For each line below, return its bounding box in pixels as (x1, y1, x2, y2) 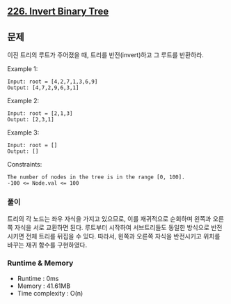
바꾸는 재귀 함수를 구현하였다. (7, 241, 88, 249)
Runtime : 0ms (17, 274, 59, 282)
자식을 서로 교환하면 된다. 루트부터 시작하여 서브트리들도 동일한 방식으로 (14, 223, 210, 231)
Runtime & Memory (7, 258, 74, 268)
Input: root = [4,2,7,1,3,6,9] (7, 78, 98, 86)
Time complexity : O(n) (17, 289, 83, 297)
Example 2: (7, 97, 40, 105)
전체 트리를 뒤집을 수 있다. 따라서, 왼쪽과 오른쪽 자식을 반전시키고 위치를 (25, 231, 221, 240)
